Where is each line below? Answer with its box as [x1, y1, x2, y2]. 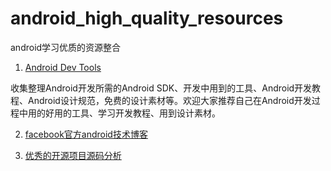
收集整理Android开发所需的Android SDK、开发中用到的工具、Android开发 [10, 82, 313, 94]
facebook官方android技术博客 [24, 128, 148, 140]
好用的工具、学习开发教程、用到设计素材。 [44, 107, 221, 119]
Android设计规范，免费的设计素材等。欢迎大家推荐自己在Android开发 [27, 94, 312, 106]
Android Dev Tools [24, 61, 102, 73]
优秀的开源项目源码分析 [24, 149, 122, 161]
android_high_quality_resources [10, 7, 284, 30]
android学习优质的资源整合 [10, 41, 122, 53]
